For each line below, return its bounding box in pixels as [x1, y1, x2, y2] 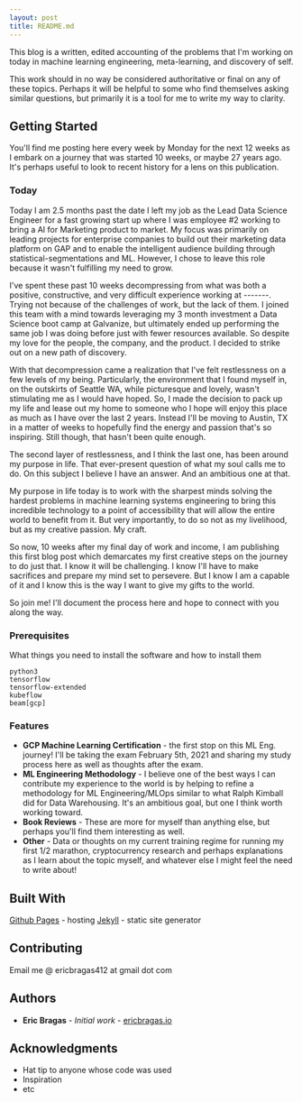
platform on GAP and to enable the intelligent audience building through [9, 243, 276, 253]
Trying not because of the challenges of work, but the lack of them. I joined [9, 298, 289, 309]
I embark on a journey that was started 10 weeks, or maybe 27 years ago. [9, 152, 282, 163]
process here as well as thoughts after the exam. [22, 759, 204, 770]
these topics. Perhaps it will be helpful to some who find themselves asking [9, 83, 289, 94]
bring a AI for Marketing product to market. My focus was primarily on [9, 224, 269, 234]
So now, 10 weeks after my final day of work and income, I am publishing [9, 541, 279, 552]
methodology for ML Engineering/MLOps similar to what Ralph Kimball [22, 788, 284, 799]
